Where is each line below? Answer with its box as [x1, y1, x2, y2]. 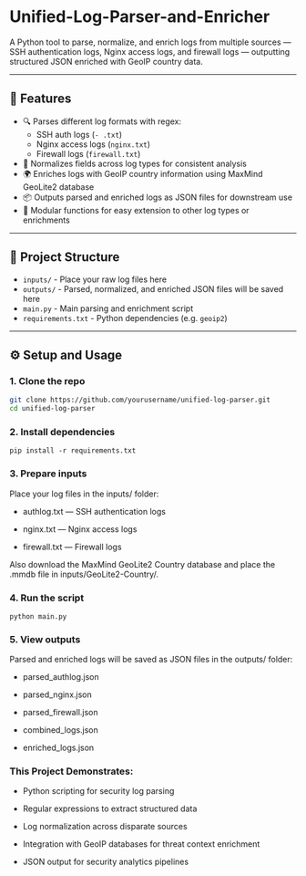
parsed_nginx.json [22, 689, 93, 700]
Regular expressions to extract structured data [22, 803, 198, 814]
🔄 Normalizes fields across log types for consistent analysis [22, 158, 248, 169]
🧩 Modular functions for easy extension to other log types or [22, 204, 250, 215]
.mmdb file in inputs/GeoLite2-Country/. [9, 568, 159, 579]
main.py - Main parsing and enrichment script [22, 303, 194, 314]
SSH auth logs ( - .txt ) [36, 129, 123, 140]
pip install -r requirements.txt [9, 446, 137, 455]
